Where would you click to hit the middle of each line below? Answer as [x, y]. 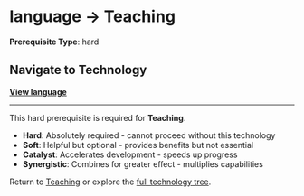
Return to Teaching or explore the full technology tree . [110, 182]
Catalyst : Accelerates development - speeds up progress [130, 154]
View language [38, 91]
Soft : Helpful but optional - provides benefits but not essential [138, 145]
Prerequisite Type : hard [54, 42]
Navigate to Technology [78, 70]
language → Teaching [93, 17]
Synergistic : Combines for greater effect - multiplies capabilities [143, 163]
